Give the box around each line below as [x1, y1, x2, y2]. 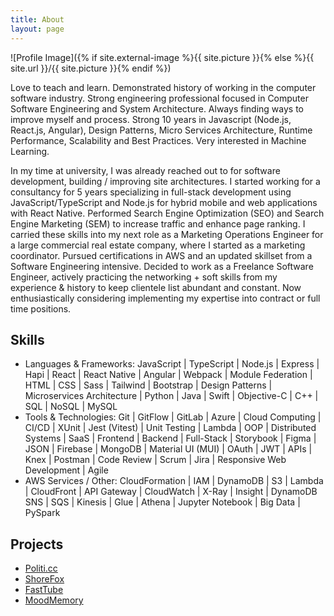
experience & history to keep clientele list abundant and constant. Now [10, 281, 302, 293]
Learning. [10, 145, 50, 157]
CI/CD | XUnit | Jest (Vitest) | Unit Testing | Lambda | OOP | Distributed [24, 422, 317, 434]
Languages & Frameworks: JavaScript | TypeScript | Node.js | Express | [24, 358, 320, 370]
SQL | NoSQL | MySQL [24, 401, 118, 413]
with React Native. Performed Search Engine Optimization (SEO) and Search [10, 207, 325, 219]
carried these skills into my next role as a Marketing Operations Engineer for [10, 228, 324, 240]
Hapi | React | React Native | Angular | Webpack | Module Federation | [24, 369, 313, 381]
